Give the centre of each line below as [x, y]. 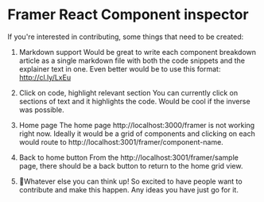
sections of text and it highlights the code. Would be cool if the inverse [135, 101]
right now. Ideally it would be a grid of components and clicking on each [137, 134]
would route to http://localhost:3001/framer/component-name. [121, 142]
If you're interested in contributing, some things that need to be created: [126, 37]
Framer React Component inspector [128, 15]
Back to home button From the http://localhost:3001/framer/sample [129, 157]
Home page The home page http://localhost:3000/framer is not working [137, 125]
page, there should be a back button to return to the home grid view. [131, 165]
